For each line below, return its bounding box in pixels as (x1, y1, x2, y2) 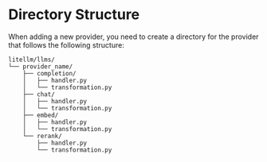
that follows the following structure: (8, 40, 125, 49)
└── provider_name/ (8, 62, 73, 71)
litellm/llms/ (8, 56, 56, 64)
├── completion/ (22, 69, 77, 77)
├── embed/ (22, 111, 59, 119)
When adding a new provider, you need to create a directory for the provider (8, 32, 259, 41)
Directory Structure (8, 6, 140, 24)
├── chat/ (22, 90, 56, 98)
